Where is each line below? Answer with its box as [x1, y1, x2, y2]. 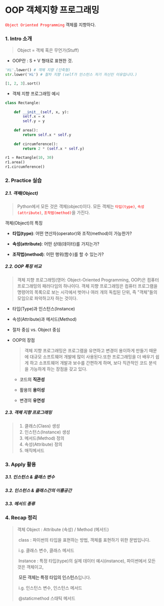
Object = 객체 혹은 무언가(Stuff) [17, 47, 80, 53]
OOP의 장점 [12, 337, 35, 343]
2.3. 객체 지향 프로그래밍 [5, 409, 53, 416]
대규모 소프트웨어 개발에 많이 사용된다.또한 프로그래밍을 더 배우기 [29, 354, 155, 360]
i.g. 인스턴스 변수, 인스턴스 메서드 [18, 585, 82, 591]
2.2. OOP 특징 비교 [5, 264, 42, 270]
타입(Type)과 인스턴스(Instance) [12, 305, 75, 311]
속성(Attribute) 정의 [24, 441, 63, 447]
